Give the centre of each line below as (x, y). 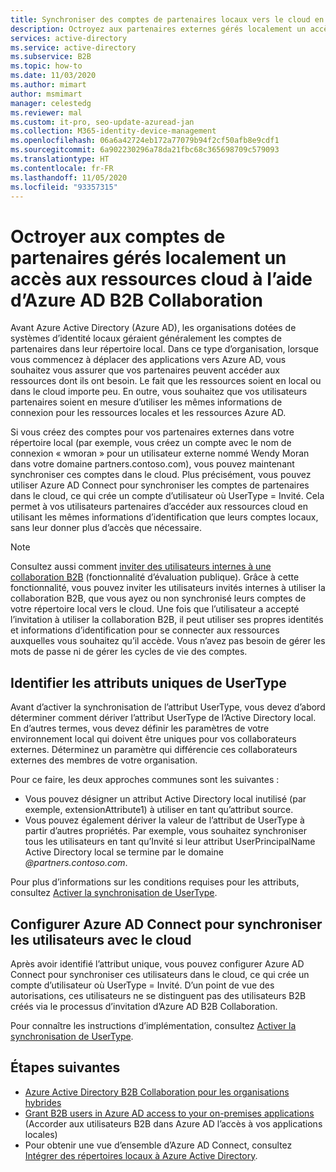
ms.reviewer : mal (46, 112)
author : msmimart (46, 94)
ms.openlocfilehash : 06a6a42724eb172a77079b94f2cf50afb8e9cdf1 (145, 141)
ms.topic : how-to (46, 66)
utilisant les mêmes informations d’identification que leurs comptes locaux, (164, 517)
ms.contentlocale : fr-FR (62, 168)
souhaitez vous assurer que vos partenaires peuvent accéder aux (145, 370)
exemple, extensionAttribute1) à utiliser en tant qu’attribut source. (159, 810)
